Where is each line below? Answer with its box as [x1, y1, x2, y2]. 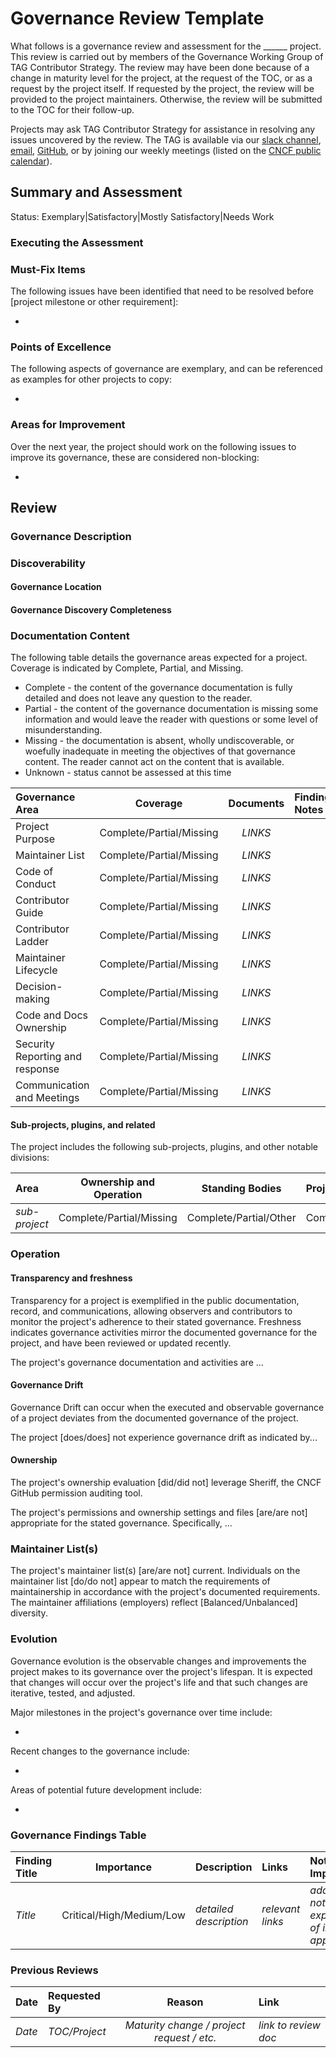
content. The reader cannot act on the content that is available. [24, 756, 285, 768]
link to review [258, 2018, 321, 2032]
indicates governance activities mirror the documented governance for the [10, 1326, 318, 1338]
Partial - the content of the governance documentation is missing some [24, 703, 319, 715]
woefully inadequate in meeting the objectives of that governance [24, 745, 296, 757]
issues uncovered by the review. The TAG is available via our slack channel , [10, 133, 322, 146]
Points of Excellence [10, 340, 112, 354]
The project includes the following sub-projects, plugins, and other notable [10, 1141, 319, 1153]
